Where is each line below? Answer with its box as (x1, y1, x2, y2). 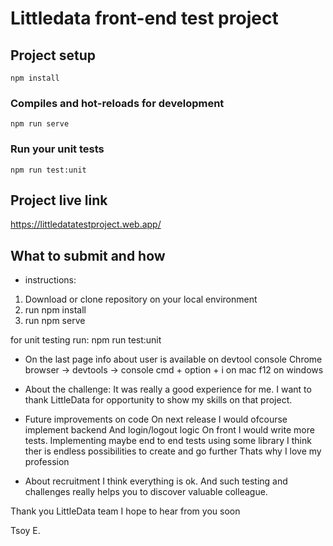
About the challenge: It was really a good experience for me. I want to (24, 383, 312, 396)
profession (24, 456, 70, 468)
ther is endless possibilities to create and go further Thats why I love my (24, 445, 322, 457)
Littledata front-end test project (10, 7, 279, 30)
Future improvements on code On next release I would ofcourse (24, 413, 288, 426)
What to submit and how (10, 247, 166, 264)
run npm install (24, 304, 87, 316)
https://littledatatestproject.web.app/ (10, 218, 162, 231)
